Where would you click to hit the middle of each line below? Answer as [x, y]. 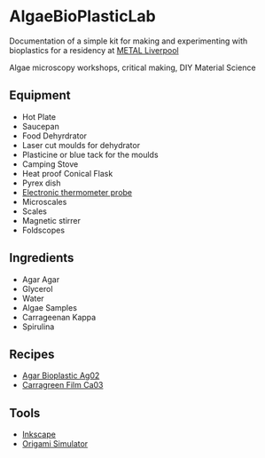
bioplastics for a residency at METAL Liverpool [94, 50]
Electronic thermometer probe [77, 192]
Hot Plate [39, 116]
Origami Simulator [55, 444]
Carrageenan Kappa [59, 317]
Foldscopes [43, 230]
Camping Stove [50, 164]
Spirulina [38, 327]
